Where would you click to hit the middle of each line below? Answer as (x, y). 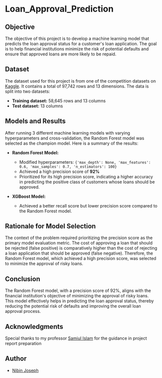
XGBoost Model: (29, 196)
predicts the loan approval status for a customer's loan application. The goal (81, 44)
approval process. (23, 311)
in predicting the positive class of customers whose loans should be (87, 182)
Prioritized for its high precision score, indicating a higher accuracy (86, 176)
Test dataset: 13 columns (37, 106)
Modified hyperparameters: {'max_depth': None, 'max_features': (85, 162)
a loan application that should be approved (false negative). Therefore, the (79, 253)
